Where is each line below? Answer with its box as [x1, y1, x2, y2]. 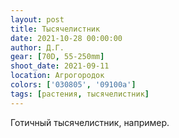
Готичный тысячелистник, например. [10, 116, 170, 128]
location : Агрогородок [10, 71, 105, 81]
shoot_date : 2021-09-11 [10, 61, 110, 71]
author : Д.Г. [10, 42, 65, 53]
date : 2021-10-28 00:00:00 [10, 33, 123, 43]
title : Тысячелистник [10, 24, 101, 34]
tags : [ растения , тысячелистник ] [10, 89, 150, 99]
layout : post [10, 14, 65, 25]
